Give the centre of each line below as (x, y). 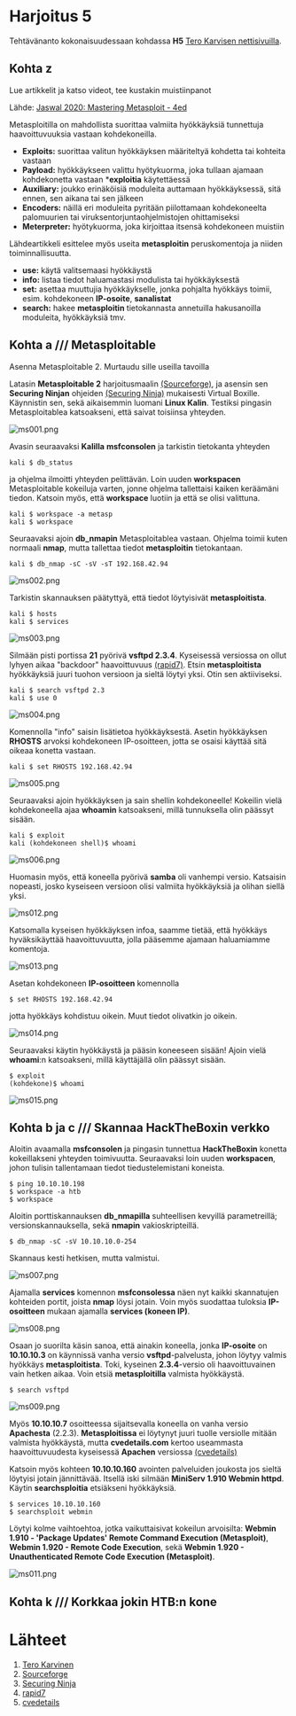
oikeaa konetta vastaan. (53, 750)
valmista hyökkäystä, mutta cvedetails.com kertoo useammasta (126, 1443)
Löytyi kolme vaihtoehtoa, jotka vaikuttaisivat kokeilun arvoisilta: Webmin (143, 1529)
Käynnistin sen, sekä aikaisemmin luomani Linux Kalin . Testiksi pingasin (140, 402)
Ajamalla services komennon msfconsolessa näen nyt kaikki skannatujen (144, 1292)
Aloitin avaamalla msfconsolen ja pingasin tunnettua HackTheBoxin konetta (148, 1149)
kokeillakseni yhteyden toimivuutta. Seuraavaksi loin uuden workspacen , (143, 1158)
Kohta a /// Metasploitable (83, 345)
